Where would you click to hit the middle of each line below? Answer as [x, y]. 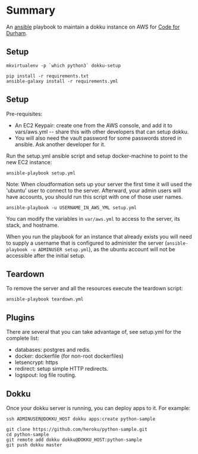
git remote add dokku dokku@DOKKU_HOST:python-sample [74, 440]
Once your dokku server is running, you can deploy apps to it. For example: [98, 408]
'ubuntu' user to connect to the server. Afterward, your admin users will [94, 190]
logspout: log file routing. [45, 375]
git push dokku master [34, 445]
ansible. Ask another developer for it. [60, 144]
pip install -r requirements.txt [48, 76]
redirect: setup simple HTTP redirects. [62, 369]
